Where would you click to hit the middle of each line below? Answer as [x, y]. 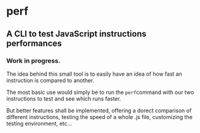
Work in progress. [34, 60]
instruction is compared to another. [50, 80]
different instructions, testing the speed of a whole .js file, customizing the [100, 117]
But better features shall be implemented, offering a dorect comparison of [99, 110]
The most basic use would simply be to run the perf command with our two [100, 92]
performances [34, 43]
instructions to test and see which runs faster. [64, 98]
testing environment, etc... [39, 123]
